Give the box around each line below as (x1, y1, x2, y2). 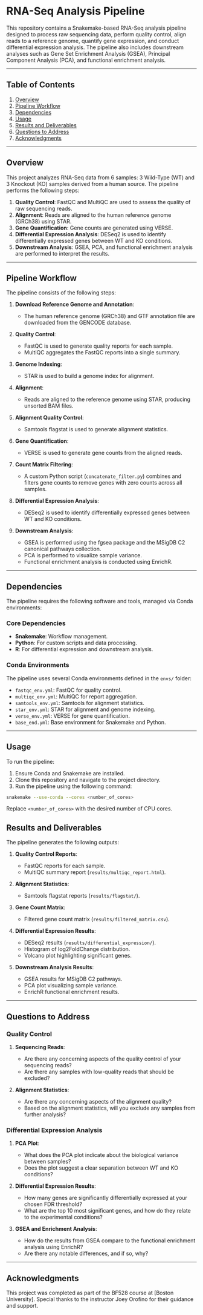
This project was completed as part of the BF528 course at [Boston (6, 1289, 174, 1297)
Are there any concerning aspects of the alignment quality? (24, 1098, 172, 1105)
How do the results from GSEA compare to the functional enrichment (24, 1237, 196, 1244)
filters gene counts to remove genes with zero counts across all (24, 479, 182, 486)
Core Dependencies (6, 619, 66, 628)
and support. (6, 1302, 38, 1310)
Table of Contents (6, 80, 76, 90)
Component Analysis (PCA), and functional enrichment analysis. (6, 56, 166, 64)
